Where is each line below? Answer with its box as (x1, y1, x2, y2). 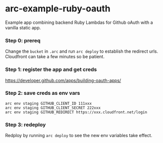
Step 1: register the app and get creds (5, 66, 97, 73)
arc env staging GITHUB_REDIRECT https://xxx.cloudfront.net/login (5, 110, 148, 115)
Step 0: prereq (5, 37, 41, 44)
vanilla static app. (5, 24, 41, 30)
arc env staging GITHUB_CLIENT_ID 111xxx (5, 101, 92, 106)
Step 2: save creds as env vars (5, 90, 80, 97)
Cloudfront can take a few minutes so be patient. (5, 54, 105, 60)
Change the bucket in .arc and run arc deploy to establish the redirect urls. (5, 48, 159, 55)
